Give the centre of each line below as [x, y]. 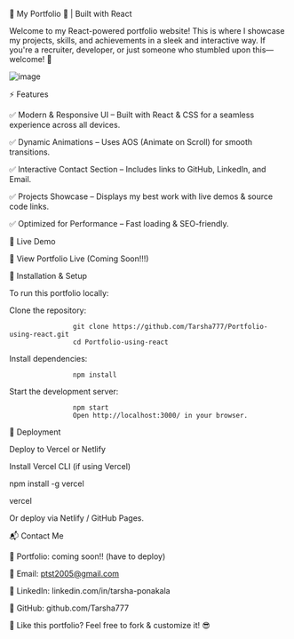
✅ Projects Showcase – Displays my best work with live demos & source [141, 196]
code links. [29, 206]
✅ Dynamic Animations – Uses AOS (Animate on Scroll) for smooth [131, 142]
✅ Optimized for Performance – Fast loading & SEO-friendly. [119, 224]
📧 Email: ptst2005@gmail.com [64, 574]
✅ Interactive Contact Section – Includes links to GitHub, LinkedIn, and [138, 169]
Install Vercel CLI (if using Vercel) [70, 466]
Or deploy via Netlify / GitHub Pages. [77, 518]
